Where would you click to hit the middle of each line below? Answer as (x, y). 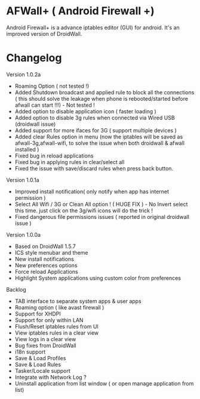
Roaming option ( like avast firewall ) (59, 307)
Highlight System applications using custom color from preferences (98, 278)
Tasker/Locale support (42, 370)
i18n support (30, 352)
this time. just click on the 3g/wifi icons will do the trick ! (84, 211)
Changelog (34, 58)
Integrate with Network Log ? (50, 377)
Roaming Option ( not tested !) (52, 86)
